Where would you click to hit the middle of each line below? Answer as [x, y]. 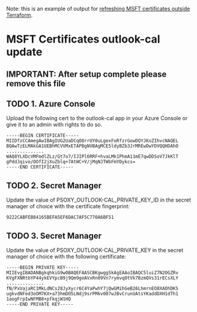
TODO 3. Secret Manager [54, 235]
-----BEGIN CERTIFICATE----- [43, 136]
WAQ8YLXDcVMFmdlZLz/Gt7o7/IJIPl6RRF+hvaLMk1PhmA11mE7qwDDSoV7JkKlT [92, 157]
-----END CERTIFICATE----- [40, 167]
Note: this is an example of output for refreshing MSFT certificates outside [98, 9]
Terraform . [20, 15]
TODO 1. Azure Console [51, 103]
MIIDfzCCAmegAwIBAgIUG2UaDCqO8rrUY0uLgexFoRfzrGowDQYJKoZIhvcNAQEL [92, 141]
